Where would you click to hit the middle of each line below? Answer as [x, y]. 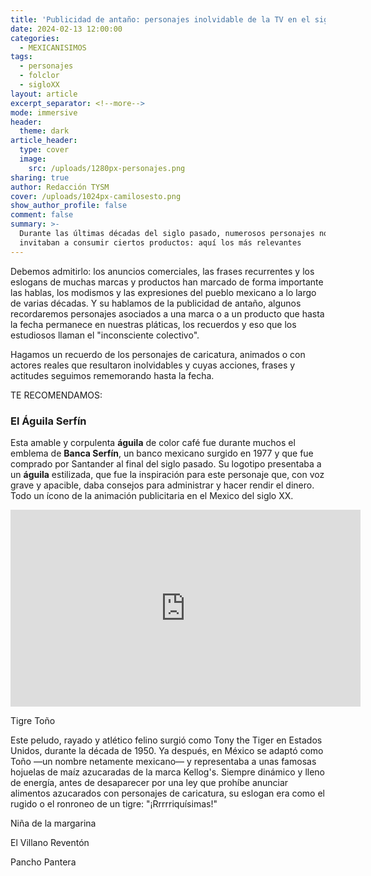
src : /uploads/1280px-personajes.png [107, 168]
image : [33, 159]
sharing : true [40, 177]
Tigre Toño [33, 720]
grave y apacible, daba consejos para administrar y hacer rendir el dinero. [162, 485]
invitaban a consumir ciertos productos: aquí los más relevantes [160, 242]
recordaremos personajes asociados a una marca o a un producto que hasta [167, 313]
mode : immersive [44, 112]
